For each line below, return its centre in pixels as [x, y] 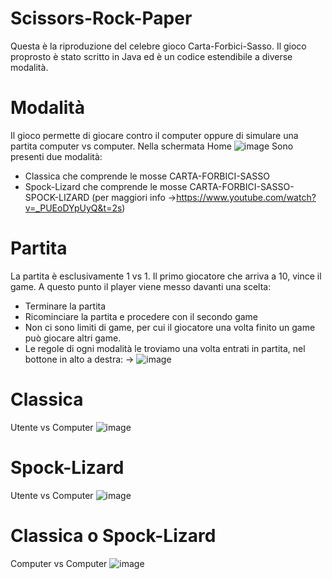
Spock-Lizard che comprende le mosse [106, 186]
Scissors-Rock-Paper [101, 18]
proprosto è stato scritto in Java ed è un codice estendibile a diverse [151, 56]
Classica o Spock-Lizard [113, 535]
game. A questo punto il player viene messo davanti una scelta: [141, 286]
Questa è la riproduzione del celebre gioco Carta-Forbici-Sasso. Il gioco [158, 46]
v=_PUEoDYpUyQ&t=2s [73, 208]
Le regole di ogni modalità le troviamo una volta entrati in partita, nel [165, 348]
